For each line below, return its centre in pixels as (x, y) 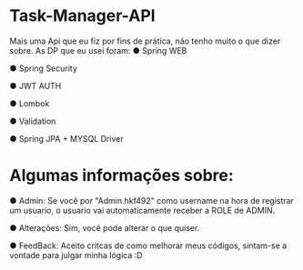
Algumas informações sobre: (121, 176)
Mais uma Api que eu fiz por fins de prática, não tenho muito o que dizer (145, 41)
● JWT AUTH (35, 85)
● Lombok (30, 103)
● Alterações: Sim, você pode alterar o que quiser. (105, 227)
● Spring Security (43, 68)
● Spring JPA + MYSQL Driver (67, 138)
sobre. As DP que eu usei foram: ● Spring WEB (98, 50)
